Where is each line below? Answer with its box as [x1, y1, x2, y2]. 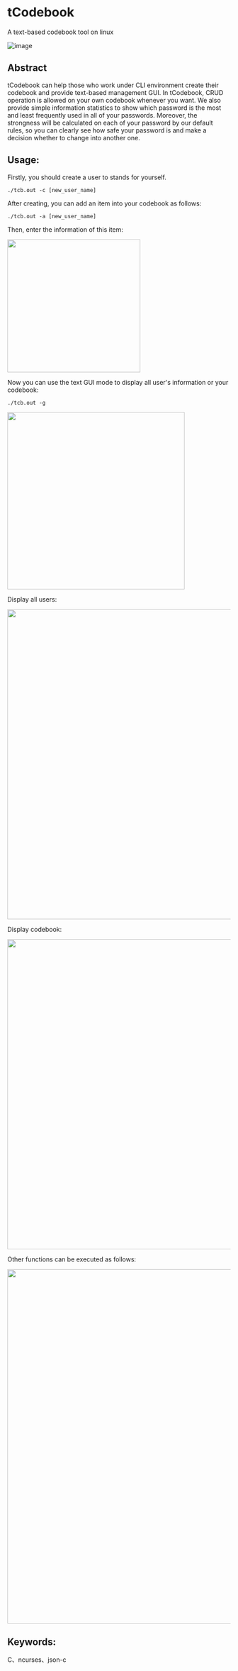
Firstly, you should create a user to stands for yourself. [7, 173, 166, 181]
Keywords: [7, 1636, 57, 1648]
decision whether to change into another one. [7, 133, 140, 142]
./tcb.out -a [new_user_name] [7, 213, 97, 220]
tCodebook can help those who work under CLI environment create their [7, 81, 220, 89]
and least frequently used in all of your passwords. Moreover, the [7, 111, 198, 119]
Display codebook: [7, 925, 62, 933]
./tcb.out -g [7, 399, 46, 406]
